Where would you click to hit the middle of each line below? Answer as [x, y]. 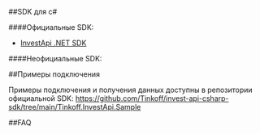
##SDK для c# [33, 12]
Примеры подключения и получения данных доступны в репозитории [131, 90]
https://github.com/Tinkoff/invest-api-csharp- [152, 98]
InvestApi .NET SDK [53, 43]
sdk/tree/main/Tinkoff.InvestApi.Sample [75, 107]
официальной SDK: [41, 98]
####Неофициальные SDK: [55, 59]
